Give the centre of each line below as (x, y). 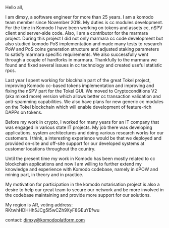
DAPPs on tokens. (24, 112)
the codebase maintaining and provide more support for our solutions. (78, 195)
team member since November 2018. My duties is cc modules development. (84, 22)
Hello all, (14, 7)
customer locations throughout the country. (50, 149)
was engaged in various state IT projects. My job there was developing (79, 127)
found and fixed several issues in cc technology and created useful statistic (84, 65)
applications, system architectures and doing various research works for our (84, 133)
